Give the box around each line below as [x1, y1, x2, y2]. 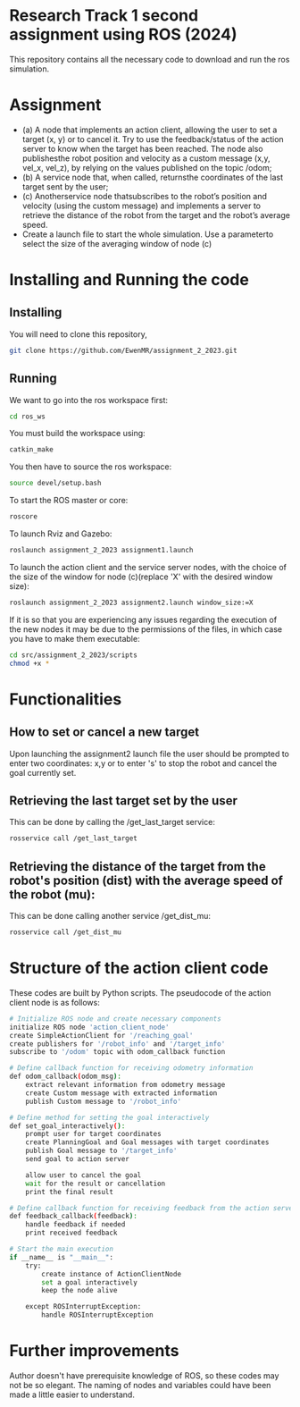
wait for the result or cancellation [25, 1179, 166, 1188]
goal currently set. [9, 767, 77, 778]
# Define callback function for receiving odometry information [9, 1064, 254, 1073]
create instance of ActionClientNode [41, 1269, 181, 1278]
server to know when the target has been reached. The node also [21, 143, 263, 154]
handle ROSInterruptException [41, 1310, 154, 1319]
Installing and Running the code [9, 270, 250, 291]
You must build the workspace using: [9, 428, 146, 439]
